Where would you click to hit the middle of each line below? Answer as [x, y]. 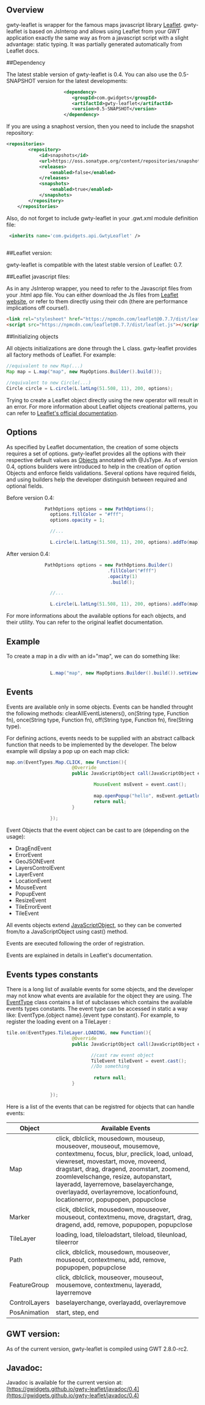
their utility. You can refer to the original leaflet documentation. [85, 623]
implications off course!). [38, 308]
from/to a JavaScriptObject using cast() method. [67, 932]
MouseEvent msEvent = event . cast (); [140, 785]
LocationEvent [33, 881]
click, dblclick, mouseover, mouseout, [110, 1277]
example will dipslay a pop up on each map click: [68, 751]
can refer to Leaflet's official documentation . [62, 413]
